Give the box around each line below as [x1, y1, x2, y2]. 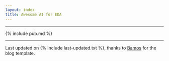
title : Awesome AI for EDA [5, 12, 62, 17]
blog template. [5, 50, 35, 56]
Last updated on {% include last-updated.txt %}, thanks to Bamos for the [5, 44, 157, 50]
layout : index [5, 7, 35, 12]
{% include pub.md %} [5, 30, 53, 36]
